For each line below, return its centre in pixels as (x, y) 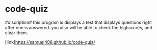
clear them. (17, 33)
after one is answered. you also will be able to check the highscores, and (79, 27)
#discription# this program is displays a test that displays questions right (78, 22)
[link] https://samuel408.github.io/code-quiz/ (50, 42)
